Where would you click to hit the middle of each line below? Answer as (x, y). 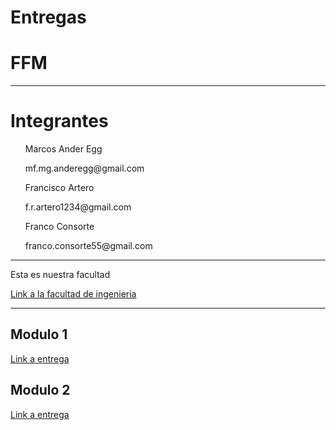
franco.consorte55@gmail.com (88, 246)
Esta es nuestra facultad (60, 275)
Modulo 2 (40, 390)
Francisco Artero (59, 188)
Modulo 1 (39, 334)
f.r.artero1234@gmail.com (78, 207)
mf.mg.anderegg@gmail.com (84, 168)
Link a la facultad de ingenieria (73, 294)
